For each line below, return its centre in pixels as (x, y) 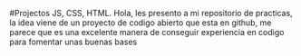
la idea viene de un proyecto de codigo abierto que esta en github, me (141, 23)
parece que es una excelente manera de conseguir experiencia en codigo (147, 32)
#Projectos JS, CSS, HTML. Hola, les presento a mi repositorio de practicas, (151, 13)
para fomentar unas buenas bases (73, 42)
